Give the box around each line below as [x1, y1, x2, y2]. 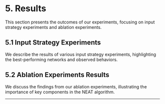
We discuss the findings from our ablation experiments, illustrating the [5, 83, 147, 89]
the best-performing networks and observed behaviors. [5, 57, 118, 62]
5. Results [5, 3, 47, 14]
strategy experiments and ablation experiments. [5, 24, 102, 30]
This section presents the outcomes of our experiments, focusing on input [5, 19, 155, 25]
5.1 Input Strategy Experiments [5, 39, 101, 47]
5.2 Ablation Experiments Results [5, 71, 110, 79]
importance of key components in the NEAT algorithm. [5, 89, 115, 95]
